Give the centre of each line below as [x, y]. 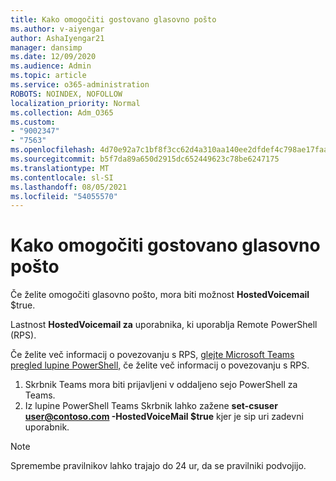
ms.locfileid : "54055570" [64, 196]
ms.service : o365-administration [80, 85]
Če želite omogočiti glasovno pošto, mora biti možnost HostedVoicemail [160, 295]
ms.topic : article [48, 76]
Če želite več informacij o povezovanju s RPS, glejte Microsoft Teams [152, 355]
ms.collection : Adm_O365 [62, 112]
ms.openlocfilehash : [53, 150]
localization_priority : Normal [75, 103]
